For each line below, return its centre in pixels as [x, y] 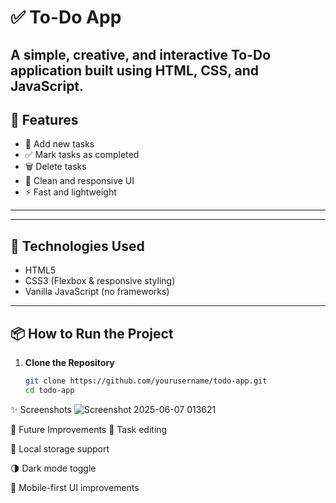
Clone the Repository [69, 363]
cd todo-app [49, 390]
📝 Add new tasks [59, 144]
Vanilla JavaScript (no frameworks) [97, 292]
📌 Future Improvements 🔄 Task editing [89, 429]
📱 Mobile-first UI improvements [75, 487]
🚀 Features [44, 119]
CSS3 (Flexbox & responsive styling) [100, 281]
